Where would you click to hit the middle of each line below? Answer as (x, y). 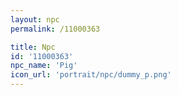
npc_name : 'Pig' (44, 66)
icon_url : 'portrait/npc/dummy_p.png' (91, 75)
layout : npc (35, 19)
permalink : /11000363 (55, 29)
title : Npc (33, 47)
